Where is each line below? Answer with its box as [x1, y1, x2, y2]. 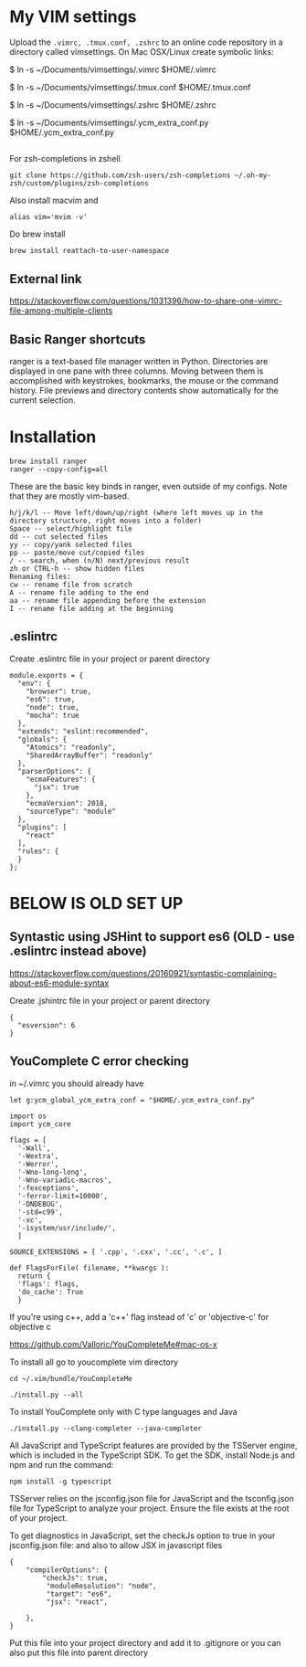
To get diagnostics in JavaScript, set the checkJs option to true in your [9, 1530, 276, 1541]
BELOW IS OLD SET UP [9, 892, 184, 913]
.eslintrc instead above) [9, 944, 148, 959]
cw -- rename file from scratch [9, 580, 132, 589]
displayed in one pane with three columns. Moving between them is [9, 365, 264, 376]
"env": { [17, 679, 51, 688]
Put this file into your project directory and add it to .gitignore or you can [9, 1637, 281, 1648]
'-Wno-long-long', [17, 1167, 89, 1176]
